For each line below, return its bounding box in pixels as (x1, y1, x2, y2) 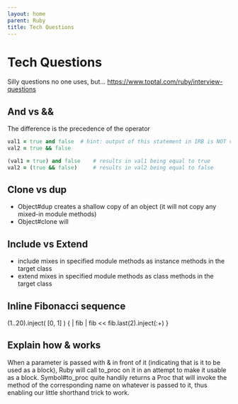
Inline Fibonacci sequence (7, 300, 126, 312)
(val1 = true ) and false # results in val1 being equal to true (7, 157, 211, 164)
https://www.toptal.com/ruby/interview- (107, 77, 223, 86)
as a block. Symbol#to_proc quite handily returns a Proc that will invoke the (7, 373, 227, 381)
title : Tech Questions (7, 23, 74, 30)
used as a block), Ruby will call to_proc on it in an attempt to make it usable (7, 366, 227, 374)
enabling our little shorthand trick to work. (7, 388, 130, 397)
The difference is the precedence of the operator (7, 125, 151, 133)
